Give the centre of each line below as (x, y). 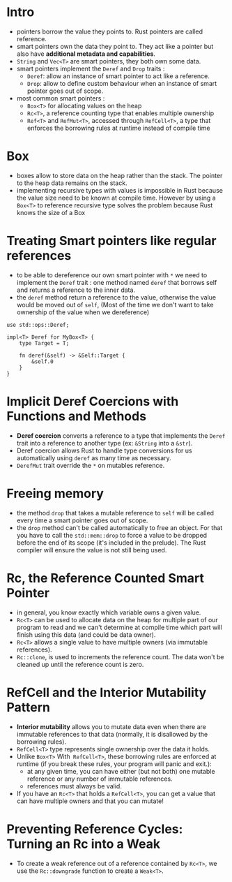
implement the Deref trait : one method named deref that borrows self (117, 282)
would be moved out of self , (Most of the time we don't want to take (115, 304)
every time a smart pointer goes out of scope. (82, 520)
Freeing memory (55, 493)
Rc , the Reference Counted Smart (106, 578)
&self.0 (42, 361)
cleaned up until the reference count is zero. (80, 664)
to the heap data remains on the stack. (72, 183)
